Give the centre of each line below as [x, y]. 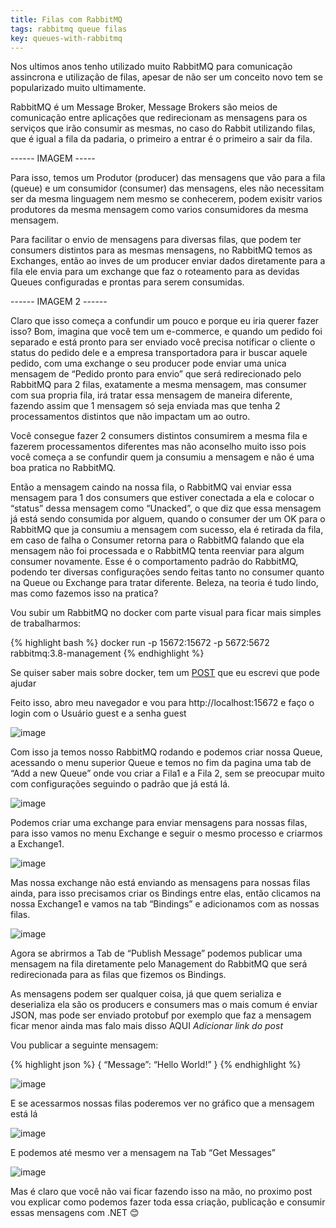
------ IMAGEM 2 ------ [59, 302]
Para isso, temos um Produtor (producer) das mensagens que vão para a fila [168, 178]
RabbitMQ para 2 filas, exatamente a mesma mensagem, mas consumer [158, 385]
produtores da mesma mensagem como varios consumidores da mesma [159, 210]
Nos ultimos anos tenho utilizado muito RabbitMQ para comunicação [151, 67]
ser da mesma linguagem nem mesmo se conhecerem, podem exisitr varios [166, 199]
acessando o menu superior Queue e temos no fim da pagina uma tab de [161, 763]
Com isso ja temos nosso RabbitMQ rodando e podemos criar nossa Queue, [166, 752]
